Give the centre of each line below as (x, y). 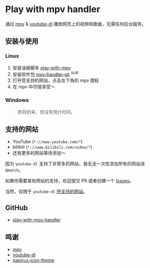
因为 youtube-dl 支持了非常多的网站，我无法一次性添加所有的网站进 (75, 164)
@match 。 (14, 170)
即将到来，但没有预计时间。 (46, 112)
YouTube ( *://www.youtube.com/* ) (48, 142)
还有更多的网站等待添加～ (39, 153)
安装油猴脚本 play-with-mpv (42, 68)
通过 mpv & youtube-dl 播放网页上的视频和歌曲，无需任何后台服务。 (76, 24)
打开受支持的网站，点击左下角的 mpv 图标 (56, 81)
